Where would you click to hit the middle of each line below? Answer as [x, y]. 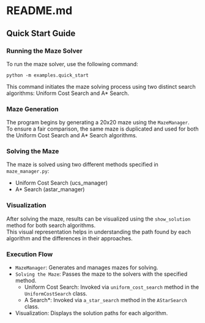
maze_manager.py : [28, 171]
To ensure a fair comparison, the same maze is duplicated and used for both [102, 129]
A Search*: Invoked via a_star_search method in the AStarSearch [106, 300]
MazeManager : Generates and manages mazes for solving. [87, 268]
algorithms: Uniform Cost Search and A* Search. [68, 93]
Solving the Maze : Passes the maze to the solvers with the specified [101, 274]
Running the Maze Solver [44, 51]
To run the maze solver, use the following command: [73, 64]
